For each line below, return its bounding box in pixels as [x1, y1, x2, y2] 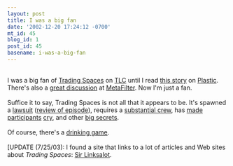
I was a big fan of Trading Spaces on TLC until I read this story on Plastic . [7, 76, 219, 84]
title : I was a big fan [7, 17, 77, 24]
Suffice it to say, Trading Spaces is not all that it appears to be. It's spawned [7, 98, 227, 106]
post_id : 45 [7, 43, 42, 50]
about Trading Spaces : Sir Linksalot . [7, 150, 112, 158]
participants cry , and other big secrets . [7, 113, 120, 121]
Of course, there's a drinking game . [7, 127, 110, 137]
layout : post [7, 10, 45, 18]
